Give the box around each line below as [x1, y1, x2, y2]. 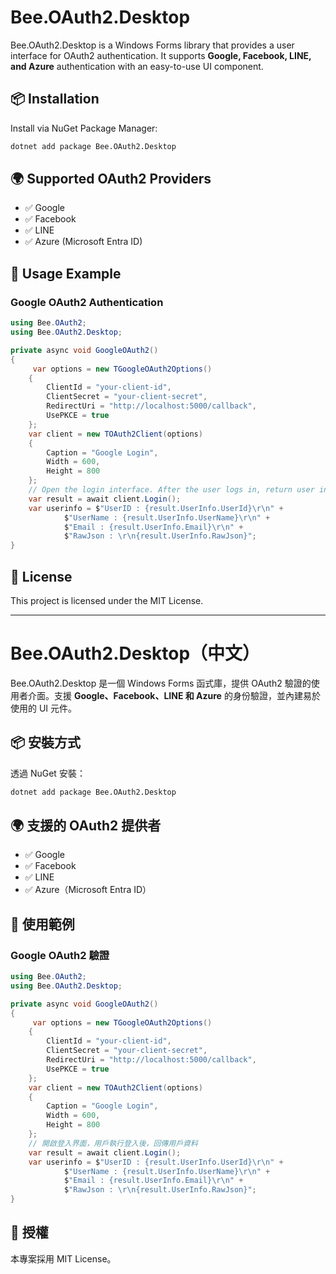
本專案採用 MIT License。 [10, 1252, 117, 1265]
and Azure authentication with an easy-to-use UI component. [10, 60, 264, 72]
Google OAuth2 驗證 [10, 948, 110, 962]
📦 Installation [10, 91, 100, 108]
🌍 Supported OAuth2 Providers [10, 171, 212, 188]
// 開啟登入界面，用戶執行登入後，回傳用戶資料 [28, 1138, 198, 1148]
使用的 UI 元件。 [10, 702, 78, 714]
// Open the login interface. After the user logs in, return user [28, 485, 315, 495]
